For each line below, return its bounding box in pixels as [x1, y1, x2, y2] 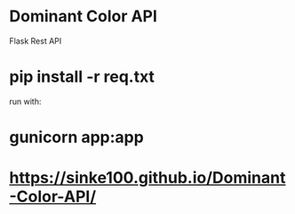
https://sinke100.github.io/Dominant [9, 168, 286, 188]
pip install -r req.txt [9, 67, 155, 87]
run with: [9, 96, 42, 107]
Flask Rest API [9, 36, 62, 46]
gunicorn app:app [9, 127, 144, 147]
